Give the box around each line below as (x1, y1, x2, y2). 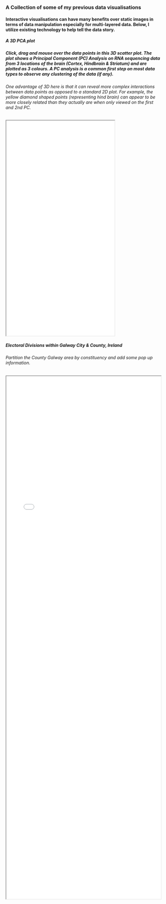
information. (5, 360, 30, 366)
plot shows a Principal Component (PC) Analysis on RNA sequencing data (5, 56, 160, 62)
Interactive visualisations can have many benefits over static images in (5, 16, 154, 22)
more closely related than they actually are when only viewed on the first (5, 99, 154, 105)
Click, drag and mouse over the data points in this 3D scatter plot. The (5, 50, 152, 56)
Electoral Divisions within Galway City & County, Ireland (5, 343, 122, 348)
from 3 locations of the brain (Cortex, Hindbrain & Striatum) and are (5, 61, 147, 66)
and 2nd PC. (5, 104, 31, 110)
